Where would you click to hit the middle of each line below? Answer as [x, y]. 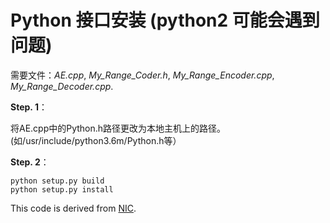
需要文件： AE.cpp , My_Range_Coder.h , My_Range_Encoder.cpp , [142, 75]
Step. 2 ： [30, 162]
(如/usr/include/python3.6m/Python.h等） [96, 140]
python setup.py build [57, 181]
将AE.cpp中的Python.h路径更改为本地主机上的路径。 [118, 128]
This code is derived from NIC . [73, 208]
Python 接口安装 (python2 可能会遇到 [165, 20]
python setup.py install [62, 189]
